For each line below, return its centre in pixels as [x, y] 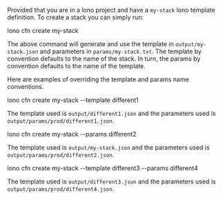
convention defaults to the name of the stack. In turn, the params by [104, 59]
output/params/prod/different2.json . [61, 155]
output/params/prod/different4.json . [61, 189]
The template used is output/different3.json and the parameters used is [111, 181]
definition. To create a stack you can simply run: [76, 17]
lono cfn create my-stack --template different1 [73, 100]
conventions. [26, 87]
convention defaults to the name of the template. [77, 66]
